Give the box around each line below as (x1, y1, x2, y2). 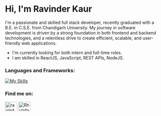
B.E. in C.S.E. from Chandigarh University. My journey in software (5, 24, 136, 30)
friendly (5, 40, 21, 46)
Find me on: (5, 90, 33, 97)
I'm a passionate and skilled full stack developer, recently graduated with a (5, 19, 154, 25)
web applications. (21, 40, 57, 46)
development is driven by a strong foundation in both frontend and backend (5, 30, 156, 36)
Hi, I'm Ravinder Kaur (5, 3, 92, 15)
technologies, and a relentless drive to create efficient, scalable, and (5, 35, 142, 41)
